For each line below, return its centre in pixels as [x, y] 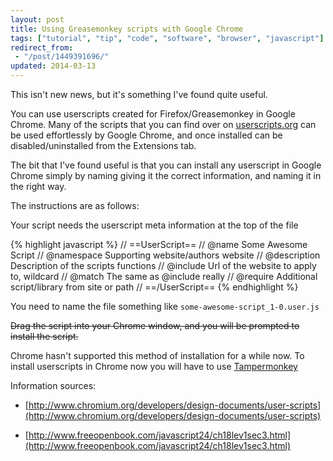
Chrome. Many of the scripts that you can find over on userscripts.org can [163, 124]
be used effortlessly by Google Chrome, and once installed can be [146, 135]
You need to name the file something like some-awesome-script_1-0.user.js [165, 306]
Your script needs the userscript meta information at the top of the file [154, 225]
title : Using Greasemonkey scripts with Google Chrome [127, 29]
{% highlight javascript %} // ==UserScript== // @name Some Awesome [159, 244]
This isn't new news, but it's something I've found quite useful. [139, 94]
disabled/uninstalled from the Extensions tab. [103, 145]
